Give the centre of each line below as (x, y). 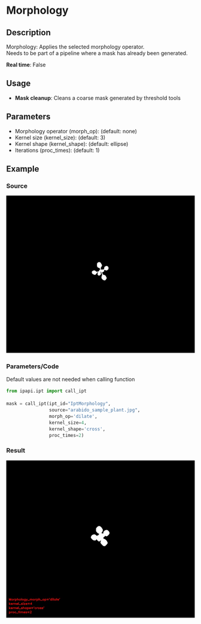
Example (23, 169)
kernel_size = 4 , (68, 423)
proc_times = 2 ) (66, 435)
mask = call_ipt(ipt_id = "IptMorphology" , (59, 404)
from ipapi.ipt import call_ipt (46, 391)
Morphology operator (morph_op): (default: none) (76, 131)
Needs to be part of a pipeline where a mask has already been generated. (97, 53)
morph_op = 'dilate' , (73, 416)
